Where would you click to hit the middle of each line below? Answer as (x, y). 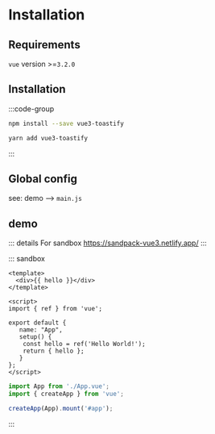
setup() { (35, 337)
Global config (43, 179)
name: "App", (41, 330)
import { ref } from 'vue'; (56, 309)
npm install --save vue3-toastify (66, 123)
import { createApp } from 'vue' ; (66, 394)
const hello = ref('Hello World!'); (85, 344)
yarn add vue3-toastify (48, 138)
